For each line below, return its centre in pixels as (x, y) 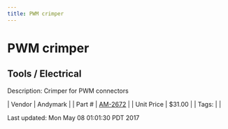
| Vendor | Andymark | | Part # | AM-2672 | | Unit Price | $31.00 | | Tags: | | (114, 104)
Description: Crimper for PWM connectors (68, 91)
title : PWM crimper (36, 14)
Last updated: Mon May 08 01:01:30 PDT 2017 (73, 117)
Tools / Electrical (44, 74)
